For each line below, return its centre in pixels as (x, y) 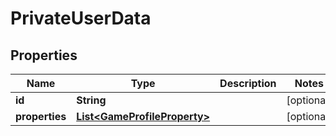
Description (248, 83)
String (91, 100)
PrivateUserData (81, 18)
